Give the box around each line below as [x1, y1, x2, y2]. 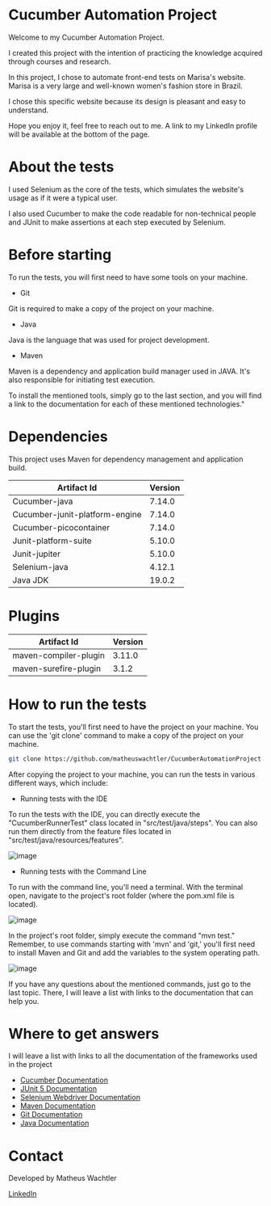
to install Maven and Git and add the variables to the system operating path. [8, 947, 261, 957]
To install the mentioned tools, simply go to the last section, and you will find [8, 390, 262, 400]
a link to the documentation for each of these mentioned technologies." [8, 398, 245, 409]
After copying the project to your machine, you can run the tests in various [8, 770, 256, 779]
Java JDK [12, 574, 49, 585]
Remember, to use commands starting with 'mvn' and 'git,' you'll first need [8, 939, 256, 949]
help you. [8, 996, 40, 1006]
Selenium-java [12, 561, 69, 572]
